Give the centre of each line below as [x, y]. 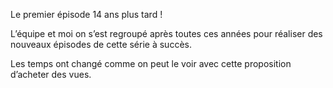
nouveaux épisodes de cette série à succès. [101, 44]
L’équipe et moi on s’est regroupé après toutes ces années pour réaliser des [166, 33]
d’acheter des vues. [51, 74]
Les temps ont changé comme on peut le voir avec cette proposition [151, 63]
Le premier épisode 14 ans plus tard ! [86, 14]
